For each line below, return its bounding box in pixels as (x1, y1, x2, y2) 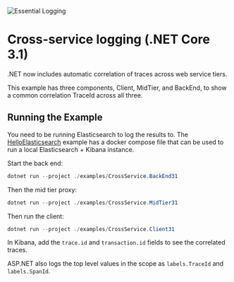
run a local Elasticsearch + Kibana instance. (7, 145, 135, 153)
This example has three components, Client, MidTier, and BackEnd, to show (7, 83, 227, 92)
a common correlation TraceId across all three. (7, 90, 143, 99)
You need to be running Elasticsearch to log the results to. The (7, 130, 189, 139)
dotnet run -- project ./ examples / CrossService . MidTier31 (7, 199, 178, 206)
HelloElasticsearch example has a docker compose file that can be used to (7, 138, 224, 146)
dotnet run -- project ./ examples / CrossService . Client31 (7, 225, 175, 233)
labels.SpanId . (7, 267, 51, 276)
